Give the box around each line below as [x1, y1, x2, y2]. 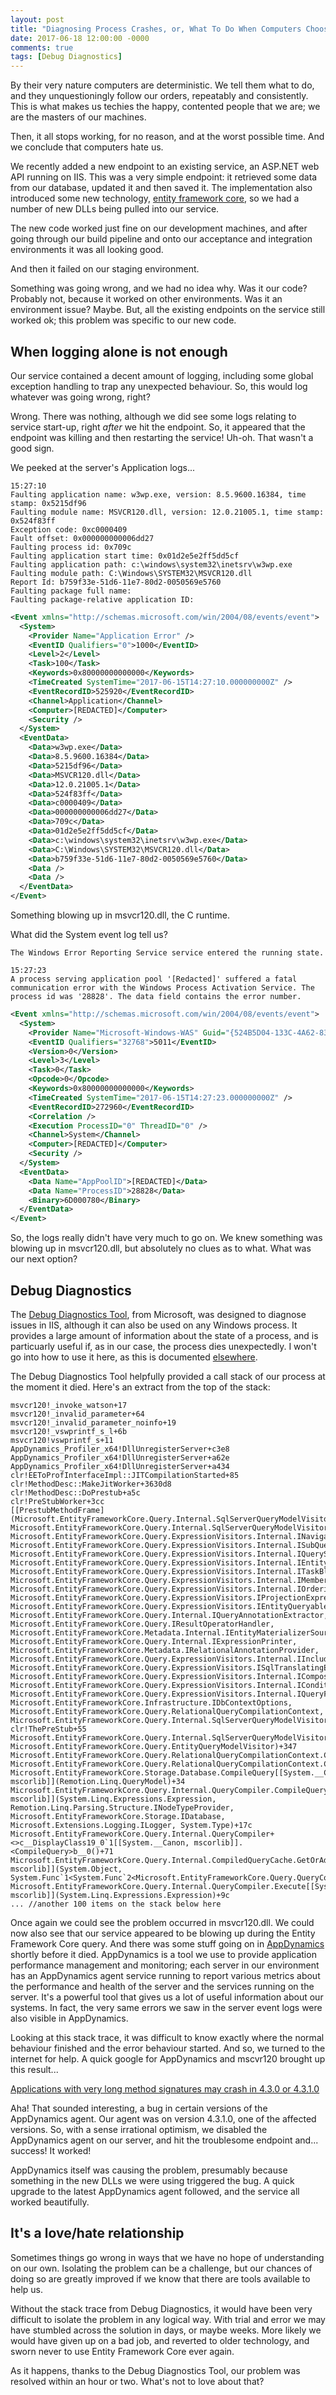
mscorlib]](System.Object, [10, 1864, 123, 1874]
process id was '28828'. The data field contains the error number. [10, 992, 302, 1002]
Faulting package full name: [10, 586, 132, 596]
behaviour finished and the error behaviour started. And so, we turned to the [10, 2042, 326, 2054]
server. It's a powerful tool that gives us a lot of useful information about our [10, 1991, 324, 2003]
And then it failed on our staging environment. [10, 263, 200, 275]
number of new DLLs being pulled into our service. [10, 203, 220, 215]
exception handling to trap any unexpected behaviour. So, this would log [10, 380, 308, 392]
